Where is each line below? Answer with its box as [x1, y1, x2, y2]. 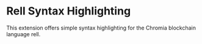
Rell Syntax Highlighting [6, 4, 131, 18]
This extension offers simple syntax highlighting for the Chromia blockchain [6, 24, 197, 31]
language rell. [6, 30, 41, 37]
